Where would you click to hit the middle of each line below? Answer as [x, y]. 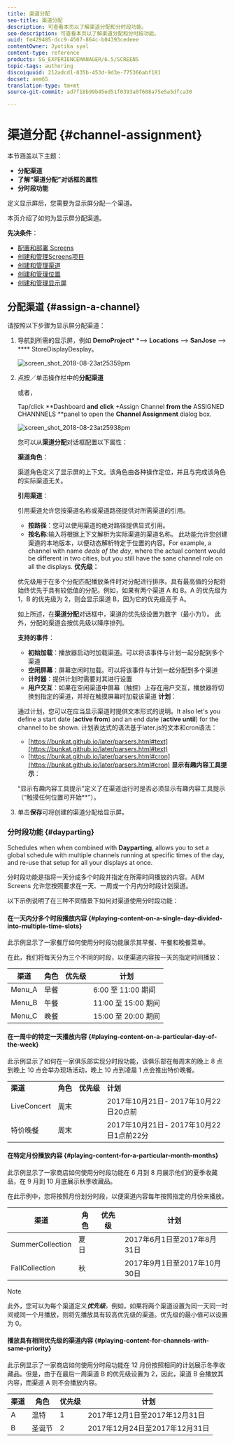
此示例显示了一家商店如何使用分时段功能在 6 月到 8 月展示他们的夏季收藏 [113, 1172]
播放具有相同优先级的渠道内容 [50, 1341]
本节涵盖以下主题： [35, 156]
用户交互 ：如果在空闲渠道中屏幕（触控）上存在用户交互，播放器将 [123, 687]
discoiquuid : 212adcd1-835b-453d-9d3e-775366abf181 [84, 72]
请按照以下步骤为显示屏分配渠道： [56, 325]
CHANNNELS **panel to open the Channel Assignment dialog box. [114, 414]
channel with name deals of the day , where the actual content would [127, 551]
